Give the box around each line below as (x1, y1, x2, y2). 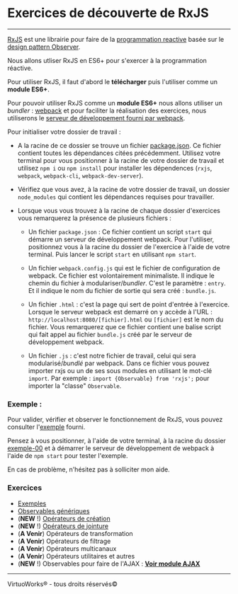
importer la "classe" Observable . (28, 381, 122, 390)
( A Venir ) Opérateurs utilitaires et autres (17, 552, 135, 560)
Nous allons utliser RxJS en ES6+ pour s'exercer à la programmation (7, 56, 208, 64)
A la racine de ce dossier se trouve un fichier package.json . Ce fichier (17, 141, 222, 149)
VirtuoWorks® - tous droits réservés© (7, 579, 118, 588)
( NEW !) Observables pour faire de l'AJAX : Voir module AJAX (17, 559, 200, 568)
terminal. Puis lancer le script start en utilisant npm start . (28, 250, 197, 258)
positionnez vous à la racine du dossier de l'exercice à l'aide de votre (28, 242, 230, 251)
